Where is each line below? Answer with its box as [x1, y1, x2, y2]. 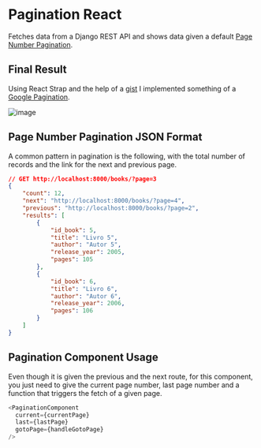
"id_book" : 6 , [50, 278, 97, 286]
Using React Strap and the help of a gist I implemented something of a [8, 84, 237, 93]
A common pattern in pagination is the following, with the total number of [8, 151, 246, 161]
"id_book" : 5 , [50, 226, 97, 234]
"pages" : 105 [50, 256, 93, 263]
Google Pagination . [8, 92, 70, 102]
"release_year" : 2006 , [50, 300, 125, 308]
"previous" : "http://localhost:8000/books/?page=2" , [22, 204, 199, 212]
